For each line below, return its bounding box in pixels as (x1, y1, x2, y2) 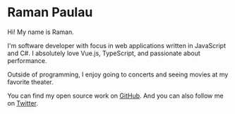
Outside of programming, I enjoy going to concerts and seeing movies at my (7, 70, 229, 79)
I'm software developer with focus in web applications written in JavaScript (7, 41, 226, 50)
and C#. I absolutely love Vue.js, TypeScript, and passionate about (7, 49, 201, 57)
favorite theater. (7, 77, 54, 86)
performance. (7, 56, 47, 64)
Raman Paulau (7, 4, 93, 21)
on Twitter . (7, 98, 39, 107)
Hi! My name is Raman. (7, 28, 74, 36)
